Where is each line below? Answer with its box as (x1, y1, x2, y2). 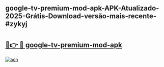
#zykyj (5, 20, 28, 28)
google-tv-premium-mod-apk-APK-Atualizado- (5, 4, 159, 13)
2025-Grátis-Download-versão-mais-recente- (5, 12, 157, 21)
